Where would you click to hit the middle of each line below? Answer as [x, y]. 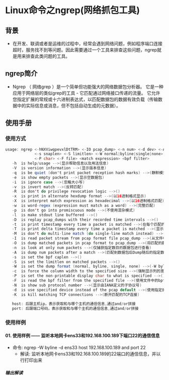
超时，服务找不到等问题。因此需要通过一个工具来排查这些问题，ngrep [85, 50]
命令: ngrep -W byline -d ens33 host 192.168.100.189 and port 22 [79, 348]
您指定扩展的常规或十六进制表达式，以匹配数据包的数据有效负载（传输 [85, 99]
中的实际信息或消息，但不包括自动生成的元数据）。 [69, 105]
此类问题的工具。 [52, 56]
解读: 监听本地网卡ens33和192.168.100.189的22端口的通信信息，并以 [90, 354]
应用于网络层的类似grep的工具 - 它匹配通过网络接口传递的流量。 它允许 [86, 93]
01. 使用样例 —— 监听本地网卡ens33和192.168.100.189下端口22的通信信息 [82, 335]
